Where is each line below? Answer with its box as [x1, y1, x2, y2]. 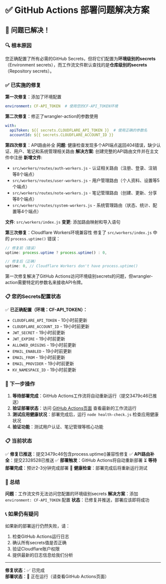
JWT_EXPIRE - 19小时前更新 [12, 336, 66, 342]
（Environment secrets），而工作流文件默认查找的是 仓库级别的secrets [5, 61, 147, 67]
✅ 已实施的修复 [5, 81, 41, 88]
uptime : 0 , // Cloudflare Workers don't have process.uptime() [5, 264, 138, 269]
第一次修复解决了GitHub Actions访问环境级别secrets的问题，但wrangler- [5, 273, 153, 279]
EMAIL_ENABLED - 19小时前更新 [12, 348, 72, 354]
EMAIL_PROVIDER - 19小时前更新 [12, 360, 74, 367]
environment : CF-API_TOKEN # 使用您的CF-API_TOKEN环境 [5, 104, 118, 109]
